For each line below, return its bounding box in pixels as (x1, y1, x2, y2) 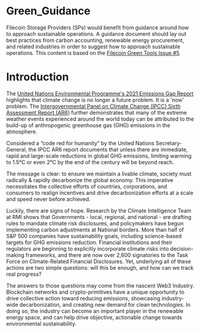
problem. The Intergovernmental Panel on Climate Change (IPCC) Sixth (6, 103, 181, 110)
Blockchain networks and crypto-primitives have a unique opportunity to (6, 288, 185, 295)
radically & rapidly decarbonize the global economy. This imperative (6, 176, 174, 183)
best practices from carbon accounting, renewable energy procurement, (6, 36, 184, 44)
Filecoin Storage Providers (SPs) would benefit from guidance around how (6, 24, 189, 31)
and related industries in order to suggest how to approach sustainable (6, 43, 181, 50)
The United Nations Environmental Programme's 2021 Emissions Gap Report (6, 90, 194, 97)
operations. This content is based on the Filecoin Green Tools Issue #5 (6, 49, 180, 56)
